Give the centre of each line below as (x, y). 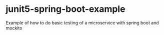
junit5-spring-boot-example (65, 9)
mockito (14, 28)
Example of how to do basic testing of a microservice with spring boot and (82, 23)
